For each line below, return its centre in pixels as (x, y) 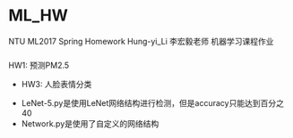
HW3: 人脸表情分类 (56, 84)
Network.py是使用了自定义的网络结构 (90, 123)
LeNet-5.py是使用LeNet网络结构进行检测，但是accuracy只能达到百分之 (152, 102)
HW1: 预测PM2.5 (39, 65)
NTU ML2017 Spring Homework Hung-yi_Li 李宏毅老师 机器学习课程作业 (141, 41)
